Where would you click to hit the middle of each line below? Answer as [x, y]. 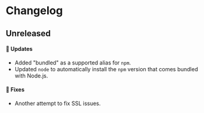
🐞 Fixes [15, 90]
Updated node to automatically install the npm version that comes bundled [106, 69]
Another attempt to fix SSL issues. [58, 103]
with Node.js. [31, 76]
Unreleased [28, 33]
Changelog [34, 11]
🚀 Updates [19, 49]
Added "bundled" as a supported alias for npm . [73, 63]
